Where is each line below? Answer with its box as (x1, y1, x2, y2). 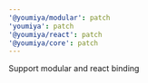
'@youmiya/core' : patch (8, 38, 99, 48)
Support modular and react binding (8, 63, 140, 74)
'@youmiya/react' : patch (8, 30, 103, 39)
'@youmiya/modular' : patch (8, 13, 111, 23)
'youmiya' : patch (8, 22, 74, 31)
